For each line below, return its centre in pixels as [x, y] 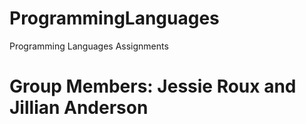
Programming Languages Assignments [89, 46]
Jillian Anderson [79, 108]
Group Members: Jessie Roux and [153, 86]
